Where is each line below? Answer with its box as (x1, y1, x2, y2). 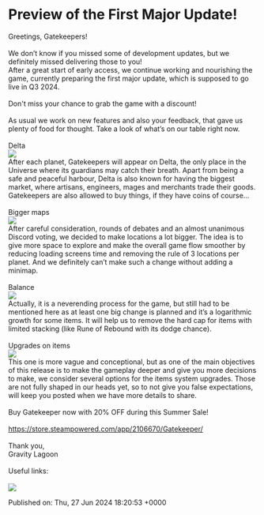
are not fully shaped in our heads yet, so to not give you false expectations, (8, 382, 254, 392)
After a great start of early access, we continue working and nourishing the (8, 65, 253, 74)
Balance (8, 282, 35, 291)
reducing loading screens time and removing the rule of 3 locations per (8, 249, 239, 258)
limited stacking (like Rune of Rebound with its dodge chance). (8, 324, 212, 333)
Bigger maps (8, 207, 50, 216)
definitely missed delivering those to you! (8, 57, 142, 66)
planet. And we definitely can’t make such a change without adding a (8, 257, 233, 266)
